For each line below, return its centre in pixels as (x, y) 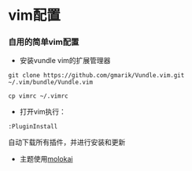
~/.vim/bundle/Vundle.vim (50, 83)
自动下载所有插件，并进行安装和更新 (67, 143)
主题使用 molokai (46, 159)
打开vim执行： (43, 112)
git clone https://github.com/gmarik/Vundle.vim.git (96, 76)
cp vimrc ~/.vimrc (38, 96)
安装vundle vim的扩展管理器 (65, 61)
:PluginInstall (33, 127)
